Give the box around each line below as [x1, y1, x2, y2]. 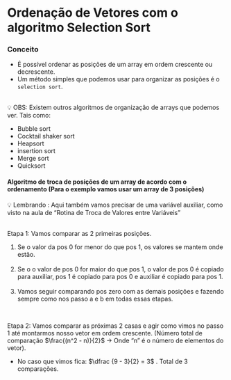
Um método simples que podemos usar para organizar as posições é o [17, 75, 220, 84]
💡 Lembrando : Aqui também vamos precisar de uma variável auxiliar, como [7, 200, 223, 209]
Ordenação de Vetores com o [7, 5, 178, 21]
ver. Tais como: [7, 111, 51, 120]
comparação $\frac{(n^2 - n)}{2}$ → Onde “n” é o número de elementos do [7, 336, 224, 345]
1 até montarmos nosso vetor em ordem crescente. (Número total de [7, 328, 203, 337]
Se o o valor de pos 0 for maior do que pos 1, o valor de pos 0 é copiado [17, 264, 224, 273]
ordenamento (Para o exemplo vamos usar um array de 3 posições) [7, 185, 205, 193]
